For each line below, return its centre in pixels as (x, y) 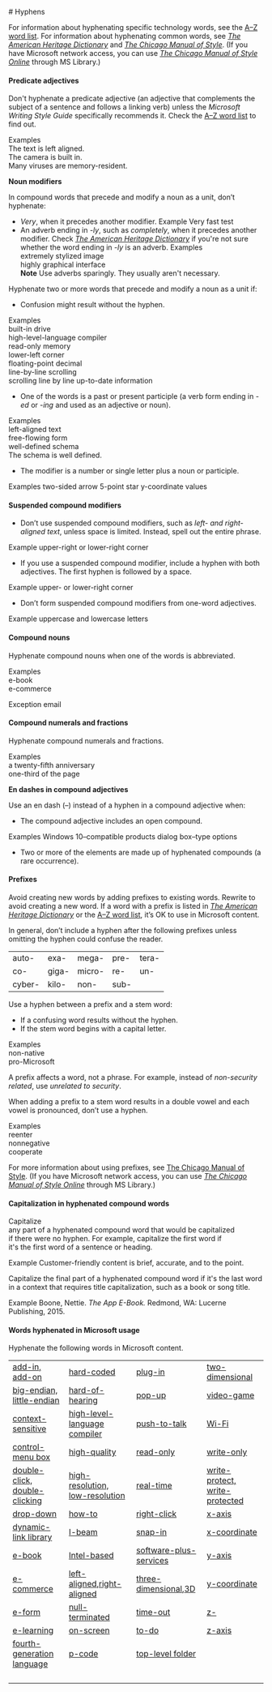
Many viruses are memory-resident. (68, 166)
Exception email (35, 704)
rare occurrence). (49, 861)
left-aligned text (35, 430)
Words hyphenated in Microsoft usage (74, 1330)
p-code (83, 1654)
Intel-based (91, 1556)
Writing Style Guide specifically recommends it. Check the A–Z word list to (132, 116)
